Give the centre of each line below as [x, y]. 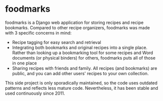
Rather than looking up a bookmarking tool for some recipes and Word [82, 53]
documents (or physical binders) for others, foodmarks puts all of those [84, 58]
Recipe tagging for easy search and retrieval [56, 42]
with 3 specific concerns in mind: [38, 33]
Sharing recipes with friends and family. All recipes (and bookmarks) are [84, 68]
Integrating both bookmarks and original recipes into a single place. [80, 47]
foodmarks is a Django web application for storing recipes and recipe [74, 22]
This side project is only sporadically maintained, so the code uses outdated [81, 83]
